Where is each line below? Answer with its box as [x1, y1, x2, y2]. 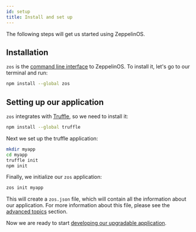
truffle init [6, 157, 38, 163]
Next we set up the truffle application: [6, 135, 98, 142]
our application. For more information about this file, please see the [6, 202, 170, 209]
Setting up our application [6, 97, 104, 107]
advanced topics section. [6, 208, 68, 215]
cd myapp [6, 152, 28, 158]
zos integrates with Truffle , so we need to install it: [6, 113, 128, 120]
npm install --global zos [6, 81, 70, 87]
